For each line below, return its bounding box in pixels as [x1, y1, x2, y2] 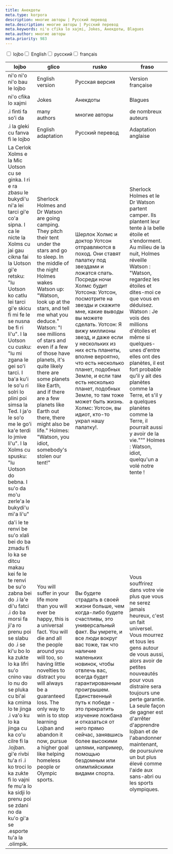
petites [129, 663, 146, 670]
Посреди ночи [75, 276, 111, 283]
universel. [129, 625, 153, 632]
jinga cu [8, 724, 27, 732]
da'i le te [8, 519, 29, 526]
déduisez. [129, 301, 153, 309]
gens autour [129, 644, 159, 651]
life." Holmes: [37, 426, 70, 434]
